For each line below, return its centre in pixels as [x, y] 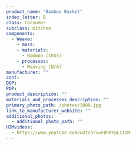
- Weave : [22, 39]
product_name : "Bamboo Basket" [44, 12]
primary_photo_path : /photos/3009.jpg [54, 105]
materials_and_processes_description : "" [58, 99]
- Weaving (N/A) [42, 67]
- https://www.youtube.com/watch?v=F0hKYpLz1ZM [71, 133]
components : [21, 34]
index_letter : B [26, 17]
